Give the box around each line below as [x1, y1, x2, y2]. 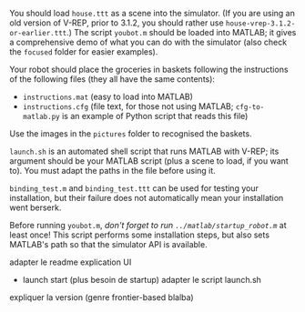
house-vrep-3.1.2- [226, 19, 296, 28]
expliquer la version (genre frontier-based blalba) [9, 292, 194, 303]
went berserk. [9, 202, 62, 213]
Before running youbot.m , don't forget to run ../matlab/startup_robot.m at [9, 220, 287, 230]
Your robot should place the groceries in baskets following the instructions [9, 64, 289, 75]
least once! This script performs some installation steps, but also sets [9, 229, 270, 240]
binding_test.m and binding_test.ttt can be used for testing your [9, 183, 259, 194]
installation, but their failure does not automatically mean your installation [9, 193, 284, 203]
